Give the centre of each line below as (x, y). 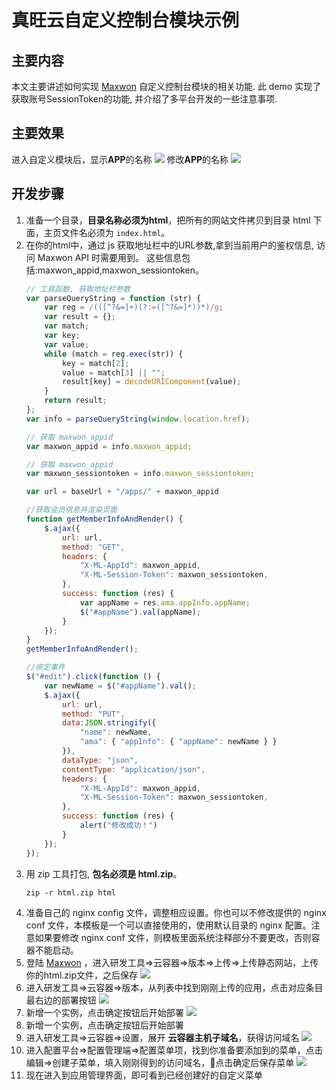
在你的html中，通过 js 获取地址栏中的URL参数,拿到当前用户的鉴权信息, (170, 245)
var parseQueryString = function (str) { (113, 298)
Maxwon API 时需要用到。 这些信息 (109, 257)
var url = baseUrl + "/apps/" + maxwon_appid (122, 492)
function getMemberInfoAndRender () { (104, 519)
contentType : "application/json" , (134, 769)
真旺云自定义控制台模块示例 (125, 20)
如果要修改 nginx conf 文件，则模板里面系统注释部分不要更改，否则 (173, 937)
